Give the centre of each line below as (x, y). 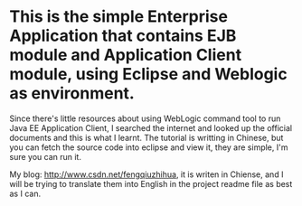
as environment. (72, 94)
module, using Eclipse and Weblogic (148, 75)
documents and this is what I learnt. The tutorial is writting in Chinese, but (146, 137)
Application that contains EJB (123, 36)
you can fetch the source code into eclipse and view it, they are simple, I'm (149, 147)
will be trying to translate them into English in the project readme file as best (151, 183)
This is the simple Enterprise (119, 17)
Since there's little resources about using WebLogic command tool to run (145, 118)
